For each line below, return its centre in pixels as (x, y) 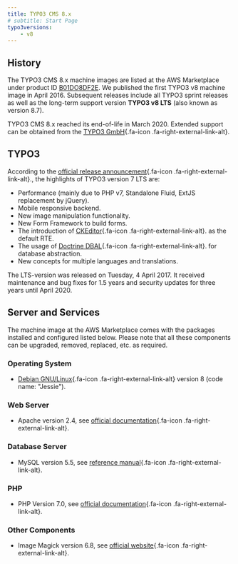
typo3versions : (30, 27)
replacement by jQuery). (53, 200)
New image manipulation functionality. (74, 216)
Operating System (40, 363)
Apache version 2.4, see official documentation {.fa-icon (100, 421)
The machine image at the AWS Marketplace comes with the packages (111, 330)
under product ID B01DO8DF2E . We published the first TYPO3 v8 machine (117, 88)
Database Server (37, 447)
